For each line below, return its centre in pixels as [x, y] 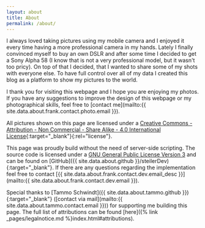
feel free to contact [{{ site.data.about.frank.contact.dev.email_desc [92, 174]
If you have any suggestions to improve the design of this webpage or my [99, 98]
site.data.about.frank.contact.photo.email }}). [63, 112]
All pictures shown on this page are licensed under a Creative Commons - [99, 123]
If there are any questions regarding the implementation [125, 168]
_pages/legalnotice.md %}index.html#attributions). [70, 219]
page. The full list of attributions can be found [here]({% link [82, 212]
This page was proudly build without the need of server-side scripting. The [101, 148]
